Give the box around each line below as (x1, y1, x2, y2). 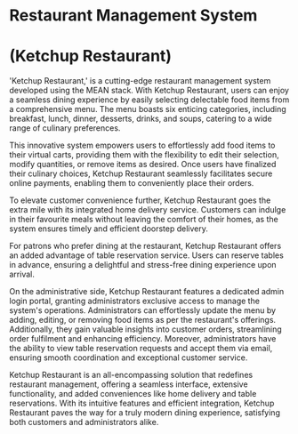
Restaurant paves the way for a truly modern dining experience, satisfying (9, 407, 280, 418)
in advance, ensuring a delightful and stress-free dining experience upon (9, 260, 278, 270)
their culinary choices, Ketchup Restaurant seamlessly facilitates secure (9, 168, 273, 179)
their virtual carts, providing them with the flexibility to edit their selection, (9, 149, 279, 160)
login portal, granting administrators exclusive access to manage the (9, 295, 261, 307)
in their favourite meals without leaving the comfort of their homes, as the (9, 214, 278, 225)
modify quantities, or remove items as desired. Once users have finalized (9, 159, 277, 170)
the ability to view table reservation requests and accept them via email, (9, 343, 273, 354)
